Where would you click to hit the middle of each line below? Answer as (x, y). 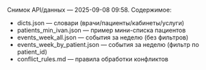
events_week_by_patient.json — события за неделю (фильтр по (108, 45)
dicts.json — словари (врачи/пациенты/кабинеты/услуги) (101, 23)
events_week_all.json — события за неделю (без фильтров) (103, 37)
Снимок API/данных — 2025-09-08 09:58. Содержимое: (90, 10)
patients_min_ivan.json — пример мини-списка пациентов (101, 30)
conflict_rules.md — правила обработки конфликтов (93, 59)
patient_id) (32, 52)
